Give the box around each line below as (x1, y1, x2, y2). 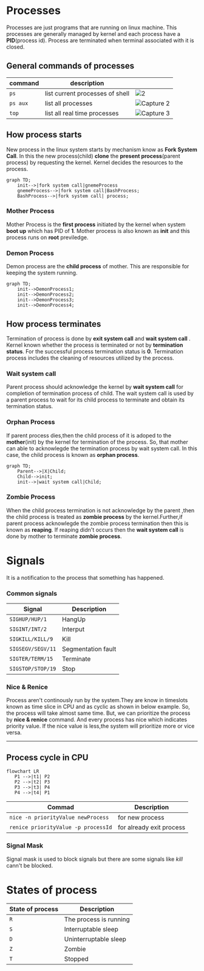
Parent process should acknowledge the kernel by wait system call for (6, 383, 184, 391)
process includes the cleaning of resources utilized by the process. (6, 354, 174, 361)
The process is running (64, 915, 130, 924)
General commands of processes (6, 61, 135, 71)
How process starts (6, 130, 82, 140)
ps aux (9, 100, 29, 106)
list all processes (44, 99, 93, 107)
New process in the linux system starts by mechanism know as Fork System (6, 145, 197, 153)
